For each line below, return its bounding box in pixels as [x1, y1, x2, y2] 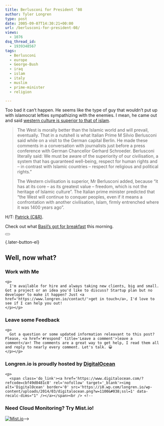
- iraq [9, 67, 23, 72]
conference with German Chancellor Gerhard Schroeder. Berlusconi [17, 148, 155, 154]
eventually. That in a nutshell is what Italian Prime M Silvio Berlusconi [17, 132, 157, 138]
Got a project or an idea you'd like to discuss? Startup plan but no [5, 288, 153, 293]
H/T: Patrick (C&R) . [5, 214, 44, 220]
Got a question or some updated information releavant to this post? [9, 332, 155, 337]
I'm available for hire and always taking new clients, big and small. [9, 284, 160, 289]
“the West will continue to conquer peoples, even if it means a [17, 194, 143, 200]
